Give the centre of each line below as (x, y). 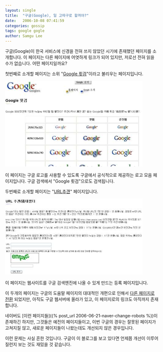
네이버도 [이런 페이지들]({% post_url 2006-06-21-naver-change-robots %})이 (81, 316)
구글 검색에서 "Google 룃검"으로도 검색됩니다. (71, 181)
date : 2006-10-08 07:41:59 (35, 21)
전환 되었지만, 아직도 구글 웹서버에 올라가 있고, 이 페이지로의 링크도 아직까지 (77, 299)
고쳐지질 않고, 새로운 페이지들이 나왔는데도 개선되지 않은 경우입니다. (70, 328)
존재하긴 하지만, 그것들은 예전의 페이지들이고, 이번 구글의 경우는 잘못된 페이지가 (81, 322)
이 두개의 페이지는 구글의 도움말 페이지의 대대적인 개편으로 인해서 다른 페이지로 (80, 293)
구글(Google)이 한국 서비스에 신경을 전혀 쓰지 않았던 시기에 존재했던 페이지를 (78, 51)
